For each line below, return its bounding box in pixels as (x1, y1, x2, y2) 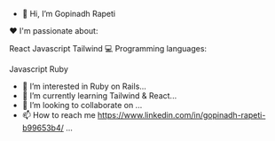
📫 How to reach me (21, 110, 96, 120)
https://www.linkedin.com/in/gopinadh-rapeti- (97, 110, 266, 120)
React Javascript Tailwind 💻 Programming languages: (9, 43, 207, 53)
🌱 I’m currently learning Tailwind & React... (21, 90, 177, 101)
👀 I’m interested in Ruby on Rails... (21, 81, 146, 91)
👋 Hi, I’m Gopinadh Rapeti (21, 9, 116, 19)
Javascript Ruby (9, 64, 69, 74)
